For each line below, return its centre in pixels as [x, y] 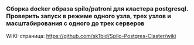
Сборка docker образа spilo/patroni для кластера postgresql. [97, 9]
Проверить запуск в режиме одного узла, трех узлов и [89, 16]
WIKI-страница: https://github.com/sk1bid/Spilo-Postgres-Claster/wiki [91, 36]
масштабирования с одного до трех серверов [75, 23]
